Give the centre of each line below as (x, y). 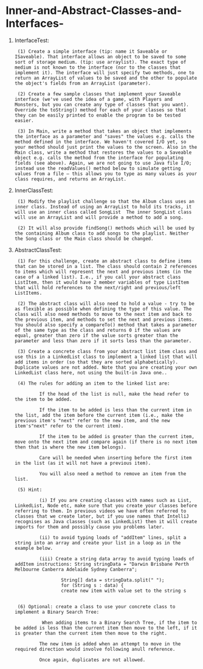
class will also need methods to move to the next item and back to (103, 314)
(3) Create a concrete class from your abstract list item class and (107, 351)
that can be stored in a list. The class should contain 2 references (106, 266)
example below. (34, 548)
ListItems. (28, 293)
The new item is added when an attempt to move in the (110, 644)
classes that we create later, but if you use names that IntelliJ (101, 516)
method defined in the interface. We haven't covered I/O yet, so (100, 142)
